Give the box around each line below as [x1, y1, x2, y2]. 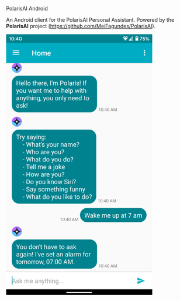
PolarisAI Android [6, 5, 48, 12]
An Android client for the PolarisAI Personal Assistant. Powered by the [6, 16, 175, 23]
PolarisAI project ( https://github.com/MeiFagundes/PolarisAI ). [6, 23, 156, 29]
